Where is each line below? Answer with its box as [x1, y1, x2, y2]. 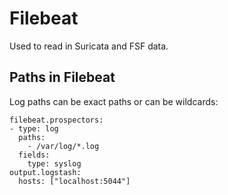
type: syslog [27, 158, 82, 169]
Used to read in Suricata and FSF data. [9, 40, 169, 52]
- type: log [9, 123, 59, 134]
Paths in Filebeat [9, 69, 116, 86]
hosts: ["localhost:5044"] [18, 176, 131, 186]
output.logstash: [9, 167, 82, 177]
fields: [18, 150, 51, 160]
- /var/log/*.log [27, 141, 100, 151]
